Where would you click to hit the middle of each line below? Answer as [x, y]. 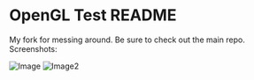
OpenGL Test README [93, 15]
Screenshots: [33, 48]
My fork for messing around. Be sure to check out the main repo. [127, 40]
